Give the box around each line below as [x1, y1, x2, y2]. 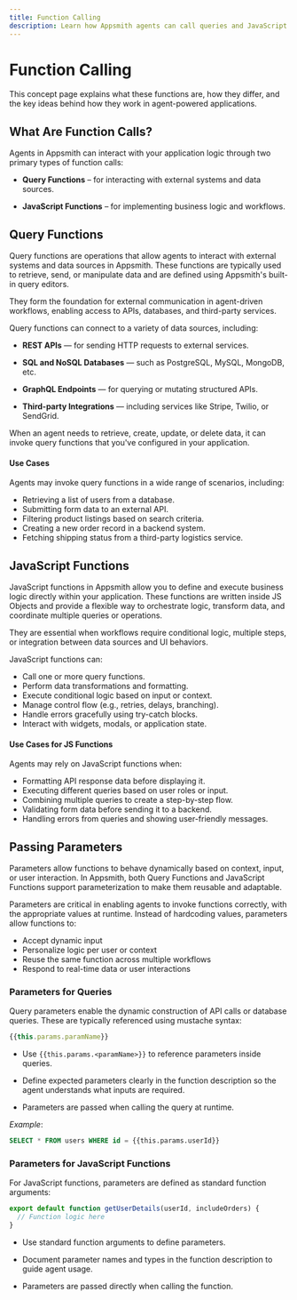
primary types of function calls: [9, 157, 124, 168]
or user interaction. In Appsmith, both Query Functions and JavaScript [9, 872, 265, 883]
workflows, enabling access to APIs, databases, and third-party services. [9, 306, 277, 317]
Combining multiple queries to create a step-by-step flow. [21, 795, 233, 806]
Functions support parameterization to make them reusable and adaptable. [9, 882, 282, 893]
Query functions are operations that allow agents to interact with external [9, 251, 277, 261]
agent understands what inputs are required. [21, 1085, 185, 1095]
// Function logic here [17, 1213, 105, 1222]
